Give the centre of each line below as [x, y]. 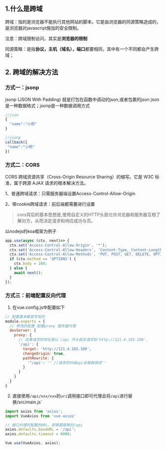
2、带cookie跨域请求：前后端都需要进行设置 [50, 204]
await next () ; [28, 273]
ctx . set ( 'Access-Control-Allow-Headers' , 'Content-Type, [69, 250]
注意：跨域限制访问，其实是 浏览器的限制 [46, 38]
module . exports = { [25, 321]
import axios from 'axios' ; [34, 411]
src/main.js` [30, 402]
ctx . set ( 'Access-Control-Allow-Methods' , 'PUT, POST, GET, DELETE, [81, 254]
